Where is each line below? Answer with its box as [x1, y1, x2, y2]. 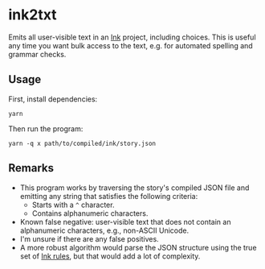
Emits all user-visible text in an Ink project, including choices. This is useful [8, 32, 256, 42]
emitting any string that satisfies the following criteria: [19, 191, 198, 201]
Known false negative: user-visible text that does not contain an [19, 217, 231, 226]
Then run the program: [8, 123, 84, 134]
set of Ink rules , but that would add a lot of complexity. [19, 251, 201, 261]
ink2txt [8, 6, 58, 24]
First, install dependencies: [8, 94, 98, 104]
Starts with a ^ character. [31, 200, 115, 209]
